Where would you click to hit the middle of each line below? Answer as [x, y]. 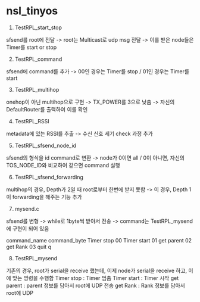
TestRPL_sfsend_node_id [45, 145]
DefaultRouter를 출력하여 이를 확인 [47, 109]
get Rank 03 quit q [29, 247]
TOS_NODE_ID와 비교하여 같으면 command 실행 [63, 165]
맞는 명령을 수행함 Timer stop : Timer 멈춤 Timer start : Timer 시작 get [96, 278]
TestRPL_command [38, 59]
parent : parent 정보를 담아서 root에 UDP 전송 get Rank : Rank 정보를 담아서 [96, 285]
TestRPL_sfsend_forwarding [49, 177]
